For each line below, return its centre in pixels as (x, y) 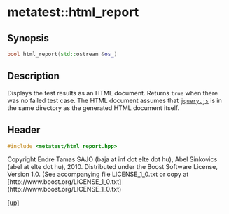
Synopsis (28, 38)
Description (33, 76)
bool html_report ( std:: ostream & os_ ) (62, 54)
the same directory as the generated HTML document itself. (93, 108)
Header (24, 130)
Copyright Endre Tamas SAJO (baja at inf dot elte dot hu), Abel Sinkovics (112, 159)
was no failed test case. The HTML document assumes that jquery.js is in (115, 100)
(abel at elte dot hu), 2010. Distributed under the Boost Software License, (113, 167)
